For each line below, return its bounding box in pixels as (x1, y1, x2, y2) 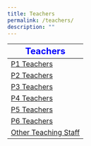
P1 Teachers (11, 59, 53, 69)
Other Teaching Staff (11, 128, 80, 138)
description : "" (7, 23, 55, 30)
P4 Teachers (11, 93, 53, 103)
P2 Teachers (11, 71, 53, 81)
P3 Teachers (11, 82, 53, 92)
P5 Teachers (11, 105, 53, 114)
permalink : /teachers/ (7, 17, 74, 24)
